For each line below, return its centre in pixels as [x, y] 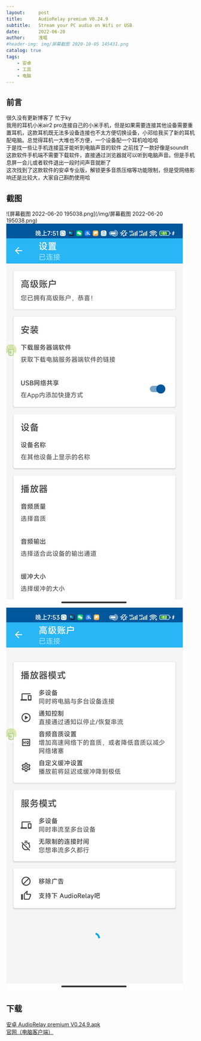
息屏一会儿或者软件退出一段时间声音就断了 [59, 163]
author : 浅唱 [27, 38]
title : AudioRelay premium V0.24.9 [57, 19]
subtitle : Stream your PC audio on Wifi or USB [69, 25]
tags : [13, 57]
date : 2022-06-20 [36, 32]
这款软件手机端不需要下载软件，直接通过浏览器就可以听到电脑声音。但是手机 [100, 155]
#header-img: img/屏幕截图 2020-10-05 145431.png [67, 44]
